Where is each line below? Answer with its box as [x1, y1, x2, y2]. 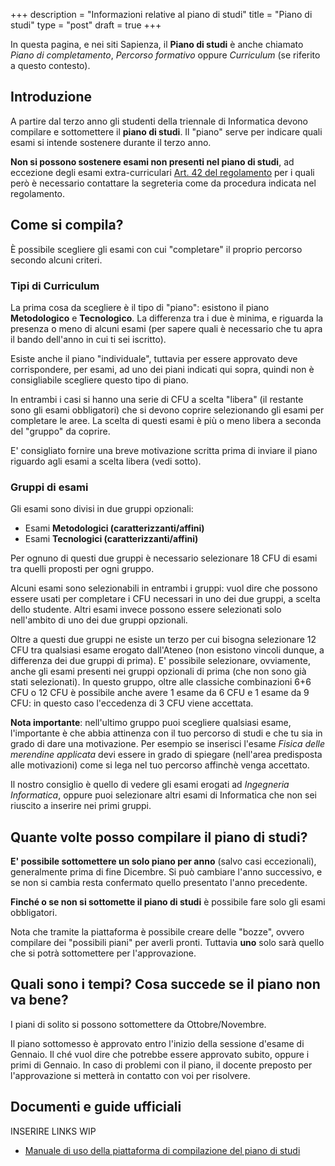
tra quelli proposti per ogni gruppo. [10, 563, 155, 575]
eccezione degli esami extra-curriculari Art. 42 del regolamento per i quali [10, 166, 315, 178]
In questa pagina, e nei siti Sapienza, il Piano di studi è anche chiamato [10, 39, 304, 50]
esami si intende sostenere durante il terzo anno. [10, 136, 212, 148]
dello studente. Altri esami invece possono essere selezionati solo [10, 604, 282, 616]
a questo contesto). [10, 60, 91, 71]
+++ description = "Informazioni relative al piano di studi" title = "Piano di [10, 9, 313, 20]
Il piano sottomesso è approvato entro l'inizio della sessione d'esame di [10, 1037, 305, 1049]
